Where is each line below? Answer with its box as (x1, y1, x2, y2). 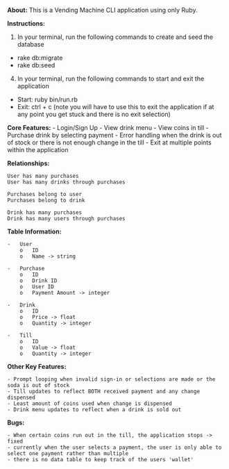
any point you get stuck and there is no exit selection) (17, 110, 171, 118)
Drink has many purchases (7, 209, 82, 216)
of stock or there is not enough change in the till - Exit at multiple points (7, 138, 212, 147)
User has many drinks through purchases (7, 179, 126, 186)
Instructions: (7, 19, 46, 27)
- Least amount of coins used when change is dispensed (7, 400, 172, 407)
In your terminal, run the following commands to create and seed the (17, 33, 214, 41)
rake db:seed (17, 61, 56, 69)
